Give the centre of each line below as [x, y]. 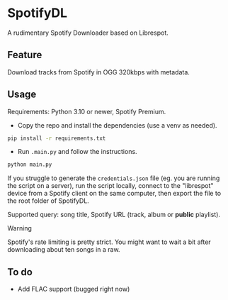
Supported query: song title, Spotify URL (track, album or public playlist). [114, 215]
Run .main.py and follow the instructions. [77, 152]
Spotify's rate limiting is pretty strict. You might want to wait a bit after [109, 242]
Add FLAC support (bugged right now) [74, 289]
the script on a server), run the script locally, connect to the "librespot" [110, 186]
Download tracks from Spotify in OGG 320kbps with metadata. [98, 72]
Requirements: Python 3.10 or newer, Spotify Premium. [87, 111]
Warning [19, 228]
